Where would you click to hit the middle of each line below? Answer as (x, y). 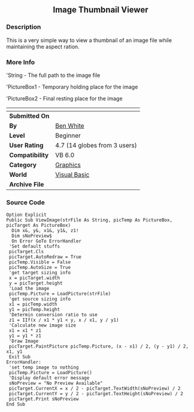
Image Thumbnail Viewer (101, 10)
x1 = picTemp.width (33, 304)
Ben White (70, 126)
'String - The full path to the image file (53, 75)
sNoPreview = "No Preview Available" (56, 383)
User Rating (26, 145)
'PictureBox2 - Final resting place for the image (64, 98)
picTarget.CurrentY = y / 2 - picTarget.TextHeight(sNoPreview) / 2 (96, 394)
